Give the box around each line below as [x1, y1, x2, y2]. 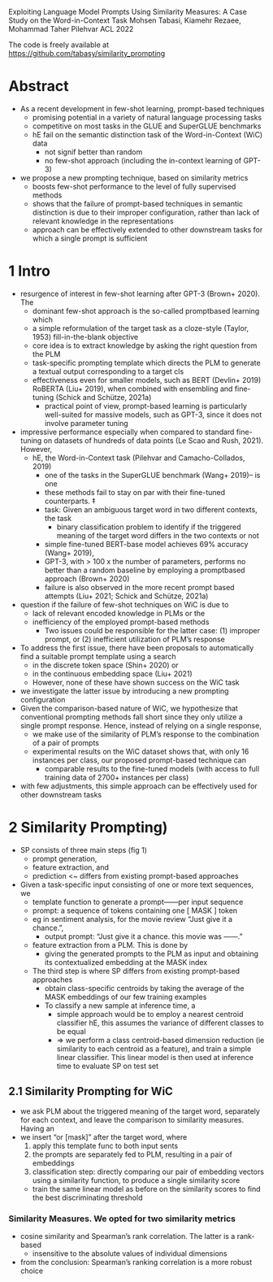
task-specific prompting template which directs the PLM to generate [32, 358, 262, 367]
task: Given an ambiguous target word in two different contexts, [44, 504, 258, 515]
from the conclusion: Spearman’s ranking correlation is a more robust [19, 1257, 253, 1267]
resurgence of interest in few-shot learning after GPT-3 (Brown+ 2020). [19, 289, 260, 298]
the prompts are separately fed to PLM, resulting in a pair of [32, 1149, 233, 1159]
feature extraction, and [32, 862, 110, 872]
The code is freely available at [8, 40, 110, 50]
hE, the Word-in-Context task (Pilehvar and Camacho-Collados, [32, 453, 245, 463]
